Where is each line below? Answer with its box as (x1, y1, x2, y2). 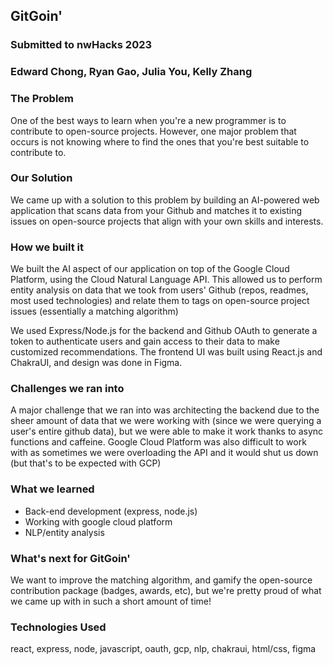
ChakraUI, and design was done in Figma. (10, 357, 183, 369)
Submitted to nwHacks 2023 (10, 38, 153, 52)
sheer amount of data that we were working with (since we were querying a (10, 415, 322, 427)
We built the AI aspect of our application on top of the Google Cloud (10, 263, 290, 275)
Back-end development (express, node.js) (24, 505, 198, 517)
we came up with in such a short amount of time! (10, 595, 212, 608)
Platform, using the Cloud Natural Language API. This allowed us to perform (10, 274, 323, 286)
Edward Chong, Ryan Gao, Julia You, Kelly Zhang (10, 65, 253, 79)
